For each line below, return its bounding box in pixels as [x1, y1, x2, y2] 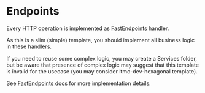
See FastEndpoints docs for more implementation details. [6, 80, 152, 87]
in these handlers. [6, 43, 52, 50]
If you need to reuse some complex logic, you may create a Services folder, [6, 54, 198, 62]
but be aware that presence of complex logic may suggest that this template [6, 61, 199, 69]
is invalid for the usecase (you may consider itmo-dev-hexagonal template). [6, 67, 198, 75]
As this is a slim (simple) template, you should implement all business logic [6, 36, 195, 43]
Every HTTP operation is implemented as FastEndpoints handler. [6, 24, 169, 32]
